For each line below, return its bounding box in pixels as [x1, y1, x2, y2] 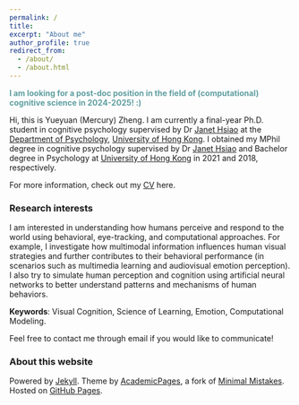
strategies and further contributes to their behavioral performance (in [9, 251, 265, 262]
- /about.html [17, 64, 70, 73]
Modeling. [9, 315, 47, 327]
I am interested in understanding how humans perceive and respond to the [9, 222, 285, 233]
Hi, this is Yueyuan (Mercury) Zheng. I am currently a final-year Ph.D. [9, 114, 264, 125]
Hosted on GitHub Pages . [9, 385, 103, 396]
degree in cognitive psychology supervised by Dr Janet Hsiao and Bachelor [9, 142, 288, 153]
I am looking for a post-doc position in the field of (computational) [9, 87, 260, 99]
